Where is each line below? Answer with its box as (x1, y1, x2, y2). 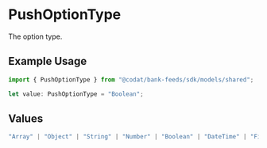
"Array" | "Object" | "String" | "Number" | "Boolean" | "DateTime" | (8, 133, 247, 141)
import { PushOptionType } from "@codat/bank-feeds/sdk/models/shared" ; (8, 75, 254, 84)
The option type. (8, 32, 63, 41)
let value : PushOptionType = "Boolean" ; (8, 89, 145, 98)
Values (8, 112, 44, 125)
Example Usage (8, 55, 87, 68)
